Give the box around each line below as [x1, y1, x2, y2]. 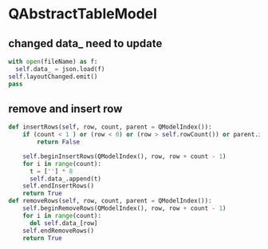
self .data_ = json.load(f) [15, 65, 105, 73]
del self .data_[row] [29, 219, 98, 227]
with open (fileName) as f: [8, 57, 98, 65]
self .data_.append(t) [29, 175, 102, 183]
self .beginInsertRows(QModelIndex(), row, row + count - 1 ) [22, 152, 227, 160]
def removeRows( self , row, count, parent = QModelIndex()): [8, 197, 213, 205]
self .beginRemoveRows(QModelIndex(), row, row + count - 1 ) [22, 204, 227, 212]
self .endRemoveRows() [22, 227, 94, 235]
